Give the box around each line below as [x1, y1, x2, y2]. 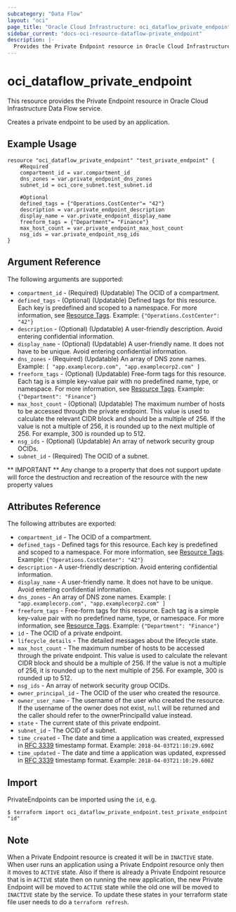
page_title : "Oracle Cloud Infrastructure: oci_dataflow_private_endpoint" [7, 23, 234, 30]
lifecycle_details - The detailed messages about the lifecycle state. [17, 637, 218, 645]
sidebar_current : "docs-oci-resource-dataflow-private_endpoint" [7, 30, 202, 37]
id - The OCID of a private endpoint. [17, 629, 123, 637]
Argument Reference [7, 256, 101, 268]
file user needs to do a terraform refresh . [7, 898, 129, 906]
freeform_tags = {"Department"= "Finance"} [20, 218, 150, 225]
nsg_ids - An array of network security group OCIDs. [17, 681, 170, 690]
